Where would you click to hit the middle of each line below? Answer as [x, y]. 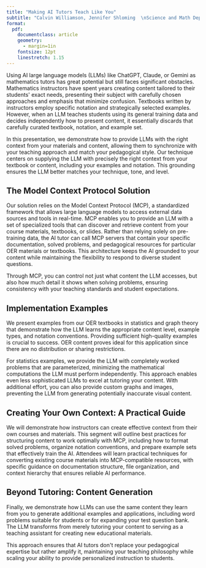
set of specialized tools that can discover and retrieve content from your [97, 225]
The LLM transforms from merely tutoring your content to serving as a [95, 526]
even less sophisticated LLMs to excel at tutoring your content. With [92, 381]
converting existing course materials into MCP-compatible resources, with [100, 460]
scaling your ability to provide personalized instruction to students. [90, 558]
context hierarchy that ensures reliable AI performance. [76, 473]
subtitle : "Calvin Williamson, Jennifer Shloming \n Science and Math [98, 18]
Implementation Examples [57, 308]
